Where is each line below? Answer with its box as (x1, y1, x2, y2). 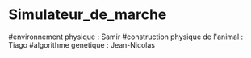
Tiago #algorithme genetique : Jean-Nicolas (8, 40, 156, 49)
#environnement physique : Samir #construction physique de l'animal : (8, 32, 244, 41)
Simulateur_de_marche (8, 6, 167, 24)
